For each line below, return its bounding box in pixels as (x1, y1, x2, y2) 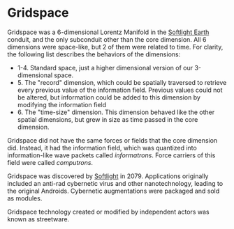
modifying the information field (17, 100, 107, 109)
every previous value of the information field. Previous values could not (17, 86, 223, 94)
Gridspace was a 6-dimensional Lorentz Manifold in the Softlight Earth (7, 28, 210, 36)
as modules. (7, 194, 43, 203)
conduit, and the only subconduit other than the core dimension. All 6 (7, 35, 207, 43)
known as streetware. (7, 214, 70, 223)
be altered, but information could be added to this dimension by (17, 93, 201, 102)
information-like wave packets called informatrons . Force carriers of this (7, 151, 216, 159)
